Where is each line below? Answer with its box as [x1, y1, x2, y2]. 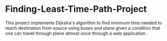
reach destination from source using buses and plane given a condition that [5, 25, 161, 31]
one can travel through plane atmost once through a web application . [5, 30, 149, 36]
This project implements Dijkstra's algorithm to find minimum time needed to [5, 20, 162, 26]
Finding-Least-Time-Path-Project [5, 3, 147, 15]
